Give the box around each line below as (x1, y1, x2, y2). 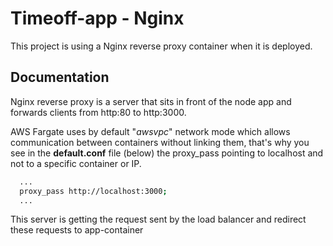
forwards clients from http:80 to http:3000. (10, 106, 187, 118)
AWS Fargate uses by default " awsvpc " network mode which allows (10, 125, 291, 137)
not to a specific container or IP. (10, 157, 142, 169)
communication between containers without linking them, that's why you (10, 136, 310, 148)
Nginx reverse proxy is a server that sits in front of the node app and (10, 95, 292, 107)
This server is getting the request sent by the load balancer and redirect (10, 213, 307, 226)
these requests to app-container (10, 224, 144, 236)
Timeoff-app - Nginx (10, 7, 185, 30)
